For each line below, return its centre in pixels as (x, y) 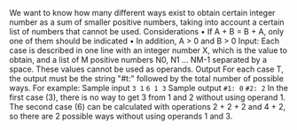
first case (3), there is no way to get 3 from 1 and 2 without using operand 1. (148, 97)
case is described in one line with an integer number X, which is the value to (148, 50)
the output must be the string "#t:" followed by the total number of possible (146, 78)
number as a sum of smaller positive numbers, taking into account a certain (147, 22)
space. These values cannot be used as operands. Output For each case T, (146, 69)
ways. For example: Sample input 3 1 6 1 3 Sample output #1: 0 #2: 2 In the (148, 88)
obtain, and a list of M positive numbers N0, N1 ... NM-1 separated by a (138, 60)
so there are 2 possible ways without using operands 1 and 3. (121, 116)
